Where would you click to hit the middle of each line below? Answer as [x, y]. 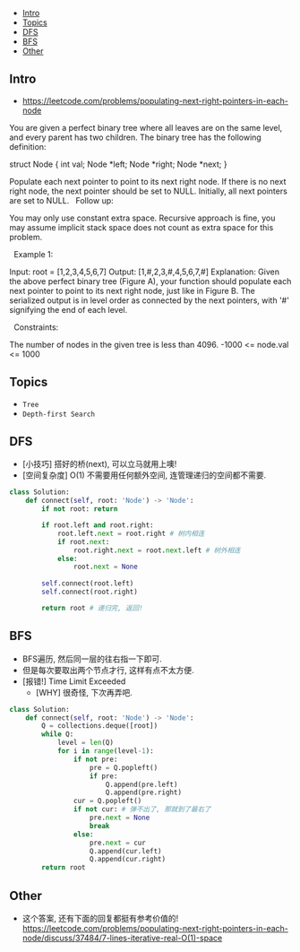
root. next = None [106, 567]
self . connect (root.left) [88, 584]
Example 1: [33, 254]
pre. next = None [120, 818]
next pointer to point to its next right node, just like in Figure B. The [132, 290]
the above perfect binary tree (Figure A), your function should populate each [150, 281]
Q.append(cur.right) [128, 860]
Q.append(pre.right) [143, 792]
